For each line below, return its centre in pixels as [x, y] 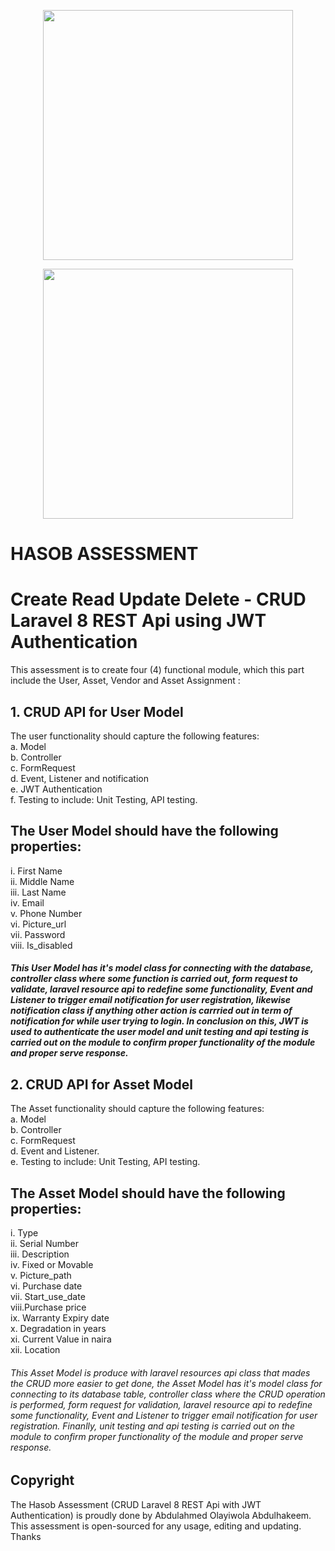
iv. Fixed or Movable [52, 1264]
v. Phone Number [46, 913]
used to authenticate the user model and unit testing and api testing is [160, 1032]
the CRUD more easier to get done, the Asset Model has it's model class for [166, 1383]
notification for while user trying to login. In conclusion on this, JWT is [159, 1021]
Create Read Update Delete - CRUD [158, 599]
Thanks [26, 1536]
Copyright [42, 1480]
